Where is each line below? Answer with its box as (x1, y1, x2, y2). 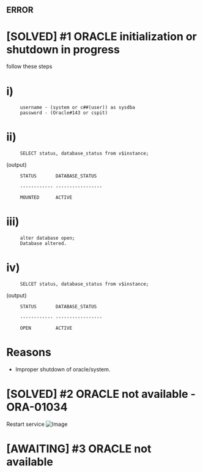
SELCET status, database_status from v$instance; (20, 281, 149, 287)
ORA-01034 (6, 400, 68, 414)
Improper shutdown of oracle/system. (15, 366, 111, 373)
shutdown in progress (6, 42, 120, 56)
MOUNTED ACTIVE (20, 194, 72, 201)
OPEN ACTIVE (20, 325, 72, 332)
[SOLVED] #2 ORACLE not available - (6, 387, 196, 401)
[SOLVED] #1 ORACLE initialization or (6, 29, 197, 44)
